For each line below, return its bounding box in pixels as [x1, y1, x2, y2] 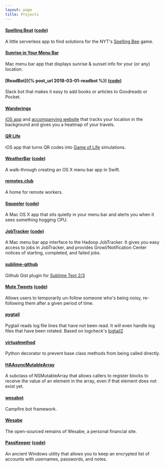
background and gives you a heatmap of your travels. [5, 121, 115, 127]
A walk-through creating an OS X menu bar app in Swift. [5, 166, 121, 172]
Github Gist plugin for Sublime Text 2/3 [5, 272, 85, 278]
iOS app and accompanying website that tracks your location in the [5, 117, 143, 122]
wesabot [5, 394, 24, 401]
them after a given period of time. [24, 300, 94, 306]
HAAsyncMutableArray [5, 361, 55, 367]
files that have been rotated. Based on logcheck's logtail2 [5, 328, 124, 334]
